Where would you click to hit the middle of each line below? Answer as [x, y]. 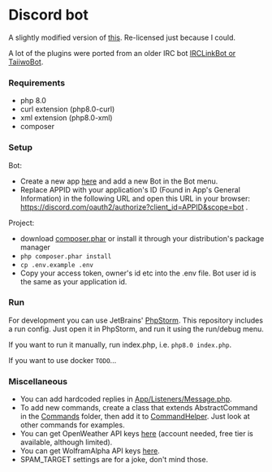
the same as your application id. [73, 281]
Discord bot [49, 15]
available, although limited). [66, 442]
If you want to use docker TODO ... [63, 360]
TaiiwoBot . [26, 62]
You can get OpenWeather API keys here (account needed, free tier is [137, 434]
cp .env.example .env [56, 265]
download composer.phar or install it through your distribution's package [142, 238]
